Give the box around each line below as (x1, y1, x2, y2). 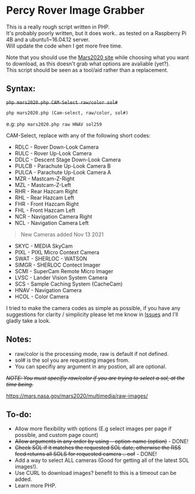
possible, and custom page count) (14, 432, 99, 439)
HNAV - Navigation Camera (14, 286, 82, 293)
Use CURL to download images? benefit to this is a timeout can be (14, 470, 177, 477)
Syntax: (6, 84, 36, 94)
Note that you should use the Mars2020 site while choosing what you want (6, 54, 189, 61)
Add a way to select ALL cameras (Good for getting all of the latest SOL (14, 457, 190, 464)
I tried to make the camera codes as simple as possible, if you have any (6, 304, 181, 311)
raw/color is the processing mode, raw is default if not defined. (14, 350, 169, 357)
